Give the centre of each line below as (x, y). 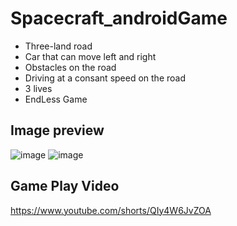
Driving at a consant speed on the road (105, 78)
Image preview (57, 130)
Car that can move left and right (90, 56)
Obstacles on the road (70, 67)
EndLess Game (56, 99)
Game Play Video (65, 186)
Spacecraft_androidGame (119, 18)
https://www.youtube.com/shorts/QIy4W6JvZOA (111, 210)
